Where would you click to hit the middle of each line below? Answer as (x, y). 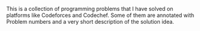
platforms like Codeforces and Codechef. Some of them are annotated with (100, 15)
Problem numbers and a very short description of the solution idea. (90, 22)
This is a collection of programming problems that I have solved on (90, 9)
